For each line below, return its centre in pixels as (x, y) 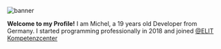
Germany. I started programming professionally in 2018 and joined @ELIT (110, 31)
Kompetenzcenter (32, 38)
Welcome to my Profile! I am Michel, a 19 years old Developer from (102, 23)
